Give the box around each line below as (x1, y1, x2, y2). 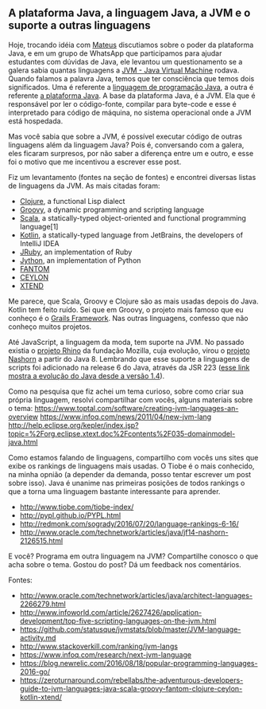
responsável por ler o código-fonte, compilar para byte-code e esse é (8, 99, 237, 108)
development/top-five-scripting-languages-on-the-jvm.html (19, 616, 217, 625)
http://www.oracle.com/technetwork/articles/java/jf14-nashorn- (19, 527, 229, 537)
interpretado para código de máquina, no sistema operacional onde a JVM (8, 108, 252, 117)
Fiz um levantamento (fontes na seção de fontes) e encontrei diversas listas (8, 172, 256, 182)
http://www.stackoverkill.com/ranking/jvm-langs (19, 641, 179, 651)
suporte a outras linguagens (8, 19, 151, 33)
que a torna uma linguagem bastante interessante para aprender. (8, 486, 221, 496)
